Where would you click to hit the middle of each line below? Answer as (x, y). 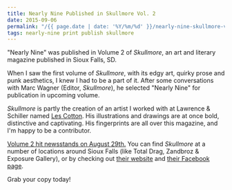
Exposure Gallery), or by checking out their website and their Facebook (108, 159)
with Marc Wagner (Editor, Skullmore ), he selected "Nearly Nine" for (104, 88)
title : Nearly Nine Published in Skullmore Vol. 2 (81, 13)
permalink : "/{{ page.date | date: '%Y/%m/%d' (75, 26)
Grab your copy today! (39, 180)
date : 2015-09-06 (32, 20)
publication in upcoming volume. (54, 95)
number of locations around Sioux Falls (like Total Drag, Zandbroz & (103, 151)
